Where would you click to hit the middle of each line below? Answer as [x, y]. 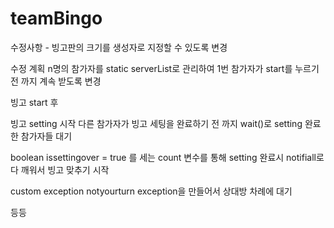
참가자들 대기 [46, 136]
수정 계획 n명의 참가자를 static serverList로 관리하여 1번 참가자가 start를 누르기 [165, 68]
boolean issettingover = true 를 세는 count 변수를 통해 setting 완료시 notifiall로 [167, 157]
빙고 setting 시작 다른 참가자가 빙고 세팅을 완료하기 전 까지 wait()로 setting [156, 123]
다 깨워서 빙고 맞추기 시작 [60, 169]
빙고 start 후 [34, 102]
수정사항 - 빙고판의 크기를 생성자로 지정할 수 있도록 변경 [119, 47]
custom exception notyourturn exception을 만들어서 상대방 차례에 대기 [151, 191]
